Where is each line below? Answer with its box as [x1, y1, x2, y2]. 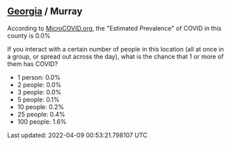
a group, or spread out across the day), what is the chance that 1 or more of [7, 52, 224, 60]
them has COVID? [7, 59, 58, 68]
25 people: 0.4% [17, 110, 66, 118]
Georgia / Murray [7, 6, 83, 17]
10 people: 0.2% [17, 102, 65, 111]
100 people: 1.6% [17, 117, 67, 126]
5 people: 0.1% [17, 95, 61, 104]
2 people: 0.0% [17, 80, 62, 89]
